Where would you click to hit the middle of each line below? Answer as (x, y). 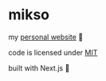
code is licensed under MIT (53, 52)
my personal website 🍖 (46, 37)
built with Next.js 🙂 (39, 68)
